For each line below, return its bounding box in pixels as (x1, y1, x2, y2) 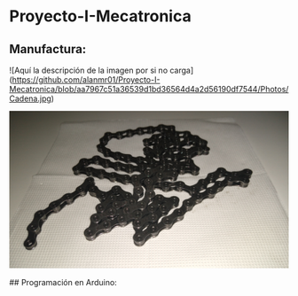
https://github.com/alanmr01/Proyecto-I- (12, 74, 161, 85)
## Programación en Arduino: (9, 277, 117, 287)
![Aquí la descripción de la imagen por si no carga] (9, 65, 194, 75)
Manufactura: (9, 42, 87, 57)
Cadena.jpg (9, 93, 51, 104)
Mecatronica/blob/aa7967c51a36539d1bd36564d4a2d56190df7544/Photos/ (9, 84, 289, 94)
